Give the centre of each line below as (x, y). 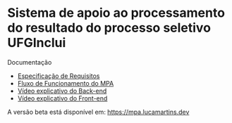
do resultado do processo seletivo (109, 28)
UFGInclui (37, 43)
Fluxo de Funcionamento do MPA (66, 83)
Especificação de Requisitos (59, 76)
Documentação (30, 62)
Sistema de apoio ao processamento (116, 13)
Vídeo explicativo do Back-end (62, 91)
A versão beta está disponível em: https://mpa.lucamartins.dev (98, 112)
